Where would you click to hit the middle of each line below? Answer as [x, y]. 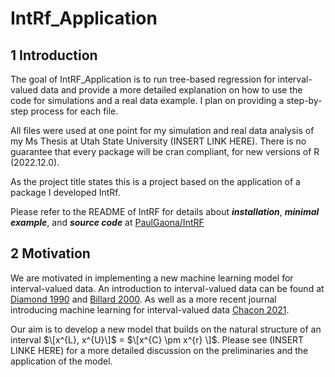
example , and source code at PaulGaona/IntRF [107, 222]
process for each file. [74, 111]
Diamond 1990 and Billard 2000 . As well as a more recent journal [143, 299]
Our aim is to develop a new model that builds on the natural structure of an [166, 329]
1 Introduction [54, 55]
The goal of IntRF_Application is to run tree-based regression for [143, 79]
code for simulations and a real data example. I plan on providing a [147, 100]
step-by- [304, 100]
